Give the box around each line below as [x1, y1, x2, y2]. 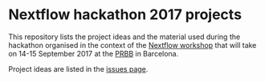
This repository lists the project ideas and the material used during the [8, 32, 241, 41]
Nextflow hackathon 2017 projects [8, 6, 243, 24]
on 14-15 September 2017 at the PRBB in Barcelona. [8, 49, 179, 58]
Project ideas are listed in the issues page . [8, 64, 149, 73]
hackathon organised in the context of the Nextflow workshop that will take [8, 40, 257, 49]
